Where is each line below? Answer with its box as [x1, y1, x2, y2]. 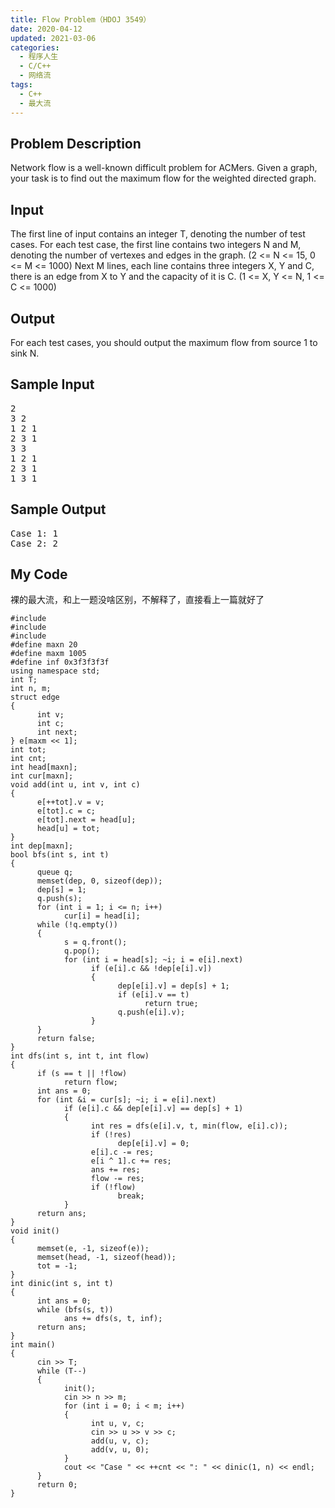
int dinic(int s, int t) [10, 1279, 114, 1289]
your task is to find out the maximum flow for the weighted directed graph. [10, 172, 317, 185]
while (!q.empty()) [36, 920, 118, 930]
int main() [10, 1340, 56, 1350]
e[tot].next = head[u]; [36, 815, 137, 825]
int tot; [10, 745, 47, 755]
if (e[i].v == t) [117, 990, 190, 1000]
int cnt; [10, 754, 47, 764]
